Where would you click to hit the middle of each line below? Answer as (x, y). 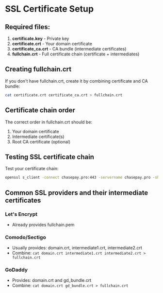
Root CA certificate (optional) (41, 141)
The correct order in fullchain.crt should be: (49, 122)
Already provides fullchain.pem (43, 224)
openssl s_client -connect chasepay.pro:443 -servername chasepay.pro (78, 178)
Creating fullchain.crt (38, 69)
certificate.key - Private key (41, 38)
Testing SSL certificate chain (50, 157)
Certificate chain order (40, 110)
